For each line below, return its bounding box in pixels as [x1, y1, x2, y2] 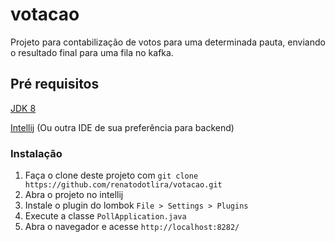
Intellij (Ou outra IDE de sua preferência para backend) [10, 121, 235, 133]
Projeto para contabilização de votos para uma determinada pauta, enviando [10, 36, 326, 48]
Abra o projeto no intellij [24, 189, 124, 201]
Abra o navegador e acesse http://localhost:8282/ [24, 221, 240, 233]
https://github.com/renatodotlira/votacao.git [24, 180, 223, 190]
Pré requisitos [10, 76, 100, 93]
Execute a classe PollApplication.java [24, 210, 187, 222]
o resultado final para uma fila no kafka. [10, 46, 174, 58]
